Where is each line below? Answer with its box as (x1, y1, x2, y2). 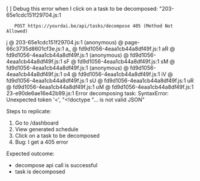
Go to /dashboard (14, 119, 59, 126)
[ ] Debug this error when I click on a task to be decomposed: (6, 5, 158, 12)
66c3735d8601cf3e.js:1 (6, 45, 64, 52)
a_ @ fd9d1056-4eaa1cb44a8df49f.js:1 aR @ (65, 45, 175, 52)
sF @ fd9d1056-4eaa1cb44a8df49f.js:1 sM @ (63, 58, 175, 65)
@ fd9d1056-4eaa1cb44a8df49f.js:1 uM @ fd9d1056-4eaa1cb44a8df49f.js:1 (6, 83, 194, 90)
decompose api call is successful (14, 162, 98, 168)
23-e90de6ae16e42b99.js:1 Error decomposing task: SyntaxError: (6, 90, 169, 96)
